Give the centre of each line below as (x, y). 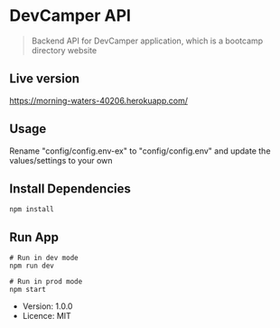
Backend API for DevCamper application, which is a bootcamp (147, 41)
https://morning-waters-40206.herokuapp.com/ (98, 100)
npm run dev (32, 266)
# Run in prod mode (46, 282)
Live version (44, 79)
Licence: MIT (47, 316)
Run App (34, 237)
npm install (32, 210)
